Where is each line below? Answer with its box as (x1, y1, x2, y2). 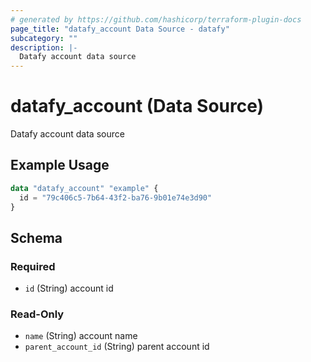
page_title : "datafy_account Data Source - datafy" (10, 24, 230, 34)
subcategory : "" (10, 33, 78, 43)
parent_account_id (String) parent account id (24, 341, 210, 353)
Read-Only (10, 307, 65, 321)
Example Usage (10, 157, 110, 174)
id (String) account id (24, 282, 114, 295)
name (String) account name (24, 330, 138, 342)
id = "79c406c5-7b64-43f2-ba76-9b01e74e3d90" (19, 192, 213, 203)
